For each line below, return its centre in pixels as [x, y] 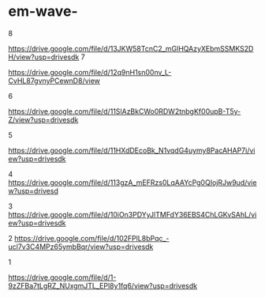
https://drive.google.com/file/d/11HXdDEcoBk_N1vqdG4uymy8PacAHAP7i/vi [132, 150]
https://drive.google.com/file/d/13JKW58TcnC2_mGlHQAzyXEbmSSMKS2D [131, 48]
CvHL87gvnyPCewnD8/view [54, 81]
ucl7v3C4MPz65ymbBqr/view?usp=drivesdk [81, 247]
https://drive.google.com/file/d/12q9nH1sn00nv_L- [90, 72]
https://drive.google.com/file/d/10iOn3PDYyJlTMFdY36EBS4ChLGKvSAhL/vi [132, 214]
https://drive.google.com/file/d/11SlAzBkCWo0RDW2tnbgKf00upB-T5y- [125, 111]
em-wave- [43, 11]
